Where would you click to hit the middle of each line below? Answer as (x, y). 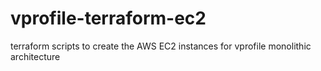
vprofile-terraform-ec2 (108, 18)
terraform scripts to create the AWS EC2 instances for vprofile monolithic (161, 46)
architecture (35, 56)
